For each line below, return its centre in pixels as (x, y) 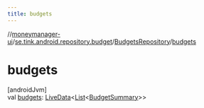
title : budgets (30, 14)
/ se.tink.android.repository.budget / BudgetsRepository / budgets (104, 41)
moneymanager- (36, 34)
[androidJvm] (27, 90)
